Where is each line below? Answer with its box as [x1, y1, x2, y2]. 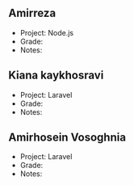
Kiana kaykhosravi [8, 69, 104, 82]
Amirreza [8, 6, 57, 20]
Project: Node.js [19, 27, 74, 37]
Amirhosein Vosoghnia [8, 131, 127, 145]
